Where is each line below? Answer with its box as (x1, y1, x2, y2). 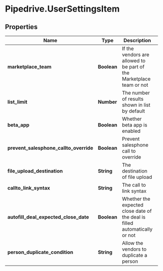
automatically (122, 226, 153, 232)
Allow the (122, 240, 144, 246)
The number (122, 90, 150, 96)
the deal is (122, 214, 146, 220)
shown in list (122, 102, 150, 108)
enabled (122, 128, 141, 134)
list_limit (7, 98, 28, 105)
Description (123, 37, 151, 44)
